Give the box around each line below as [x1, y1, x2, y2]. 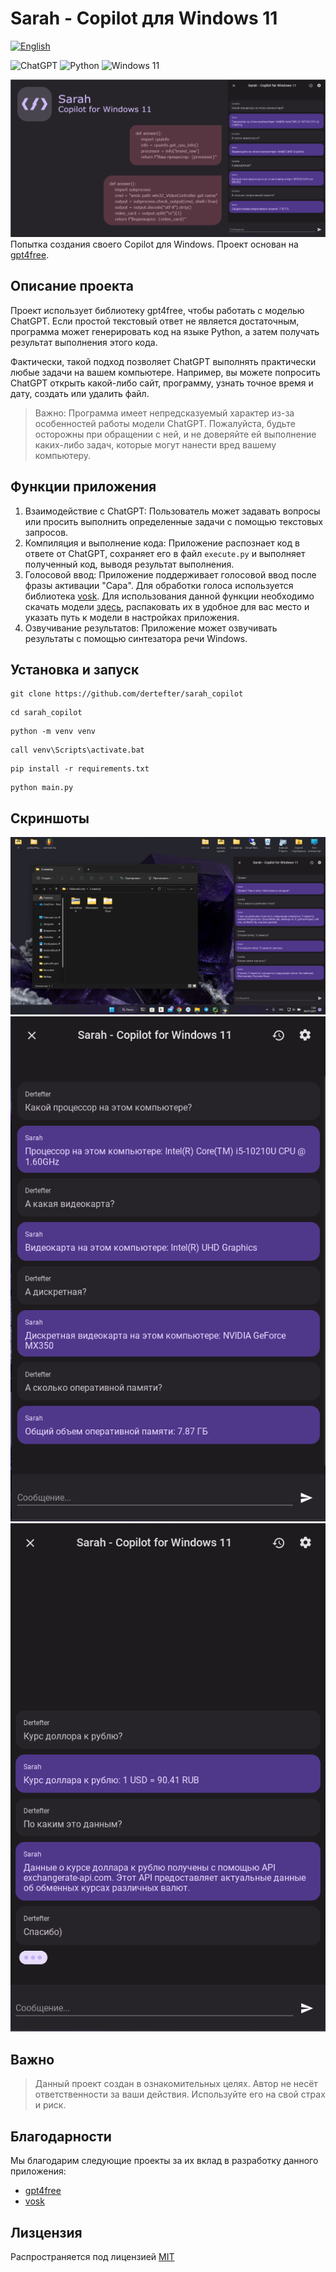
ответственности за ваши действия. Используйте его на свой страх [34, 2088, 326, 2101]
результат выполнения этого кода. [10, 336, 158, 348]
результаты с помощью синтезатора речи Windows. [24, 632, 248, 644]
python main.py [10, 783, 74, 793]
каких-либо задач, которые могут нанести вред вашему [34, 438, 277, 451]
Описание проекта [10, 278, 134, 295]
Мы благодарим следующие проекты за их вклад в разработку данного [10, 2155, 319, 2167]
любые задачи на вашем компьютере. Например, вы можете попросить [10, 366, 321, 378]
